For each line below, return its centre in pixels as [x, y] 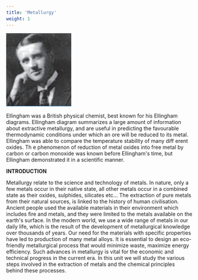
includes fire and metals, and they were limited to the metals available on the [99, 214]
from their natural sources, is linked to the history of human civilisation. [92, 201]
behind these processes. [36, 270]
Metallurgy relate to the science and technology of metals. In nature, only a [98, 183]
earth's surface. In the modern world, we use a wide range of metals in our [97, 220]
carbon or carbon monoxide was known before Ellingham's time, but [90, 153]
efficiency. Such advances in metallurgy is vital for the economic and [90, 252]
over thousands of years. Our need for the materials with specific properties [99, 233]
